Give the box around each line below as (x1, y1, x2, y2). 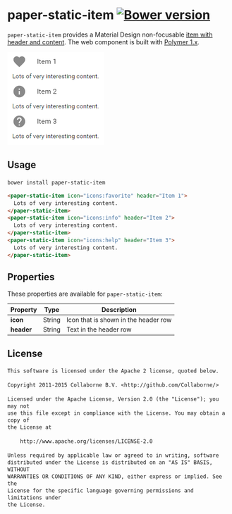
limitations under (7, 494, 61, 501)
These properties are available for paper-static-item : (7, 289, 163, 299)
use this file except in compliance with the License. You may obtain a (7, 409, 226, 417)
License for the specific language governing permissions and (7, 487, 194, 494)
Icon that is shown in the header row (66, 315, 172, 324)
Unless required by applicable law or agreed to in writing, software (7, 451, 219, 459)
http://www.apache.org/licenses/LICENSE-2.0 (20, 437, 153, 445)
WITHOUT (7, 465, 30, 473)
